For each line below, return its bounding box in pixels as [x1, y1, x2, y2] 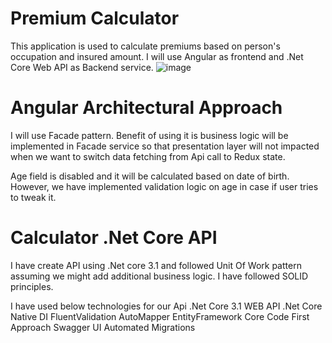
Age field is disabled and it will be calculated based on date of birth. [10, 170, 290, 182]
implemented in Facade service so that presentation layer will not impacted [10, 140, 320, 152]
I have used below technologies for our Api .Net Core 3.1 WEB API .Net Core [10, 300, 323, 312]
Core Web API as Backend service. [10, 61, 154, 73]
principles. [10, 280, 54, 292]
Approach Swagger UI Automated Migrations [10, 321, 196, 333]
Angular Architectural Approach [10, 97, 283, 119]
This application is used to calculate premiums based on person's [10, 40, 281, 52]
